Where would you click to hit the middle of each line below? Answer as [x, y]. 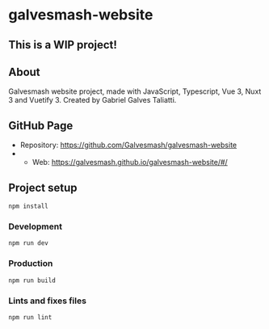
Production [31, 264]
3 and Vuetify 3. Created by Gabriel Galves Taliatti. [92, 100]
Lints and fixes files [48, 301]
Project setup [43, 188]
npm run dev [28, 243]
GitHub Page [41, 126]
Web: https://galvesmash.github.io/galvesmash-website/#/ [130, 162]
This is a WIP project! [63, 45]
